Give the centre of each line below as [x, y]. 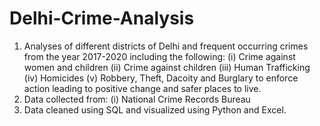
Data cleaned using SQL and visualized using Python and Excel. [155, 109]
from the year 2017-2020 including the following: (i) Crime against [159, 56]
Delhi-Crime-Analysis [102, 18]
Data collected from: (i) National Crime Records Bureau [137, 99]
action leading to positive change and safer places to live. [142, 88]
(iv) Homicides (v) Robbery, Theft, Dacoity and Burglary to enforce [161, 78]
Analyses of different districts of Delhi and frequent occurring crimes [166, 46]
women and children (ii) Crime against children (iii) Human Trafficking [167, 67]
